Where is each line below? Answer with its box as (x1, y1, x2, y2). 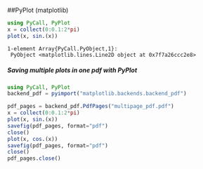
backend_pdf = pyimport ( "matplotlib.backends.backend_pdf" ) (7, 90, 188, 97)
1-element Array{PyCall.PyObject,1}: (7, 45, 118, 52)
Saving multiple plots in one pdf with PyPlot (7, 66, 138, 74)
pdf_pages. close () (7, 155, 61, 162)
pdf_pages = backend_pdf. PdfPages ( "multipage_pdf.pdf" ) (7, 103, 174, 110)
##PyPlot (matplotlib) (7, 6, 69, 14)
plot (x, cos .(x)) (7, 135, 58, 142)
